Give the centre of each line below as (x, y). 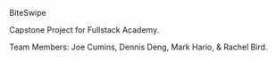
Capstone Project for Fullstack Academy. (84, 30)
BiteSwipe (28, 13)
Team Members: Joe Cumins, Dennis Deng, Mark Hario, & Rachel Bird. (138, 47)
